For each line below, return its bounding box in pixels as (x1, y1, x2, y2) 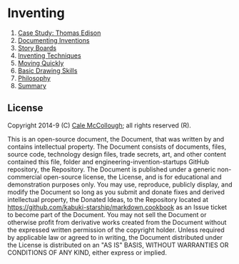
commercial (7, 172, 42, 181)
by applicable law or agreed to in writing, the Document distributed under (7, 233, 223, 241)
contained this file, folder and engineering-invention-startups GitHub (7, 157, 209, 166)
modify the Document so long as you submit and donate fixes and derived (7, 187, 225, 196)
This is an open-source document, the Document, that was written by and (7, 134, 225, 143)
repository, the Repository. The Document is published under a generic (7, 165, 216, 174)
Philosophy (17, 73, 51, 83)
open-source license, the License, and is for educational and (43, 172, 222, 181)
